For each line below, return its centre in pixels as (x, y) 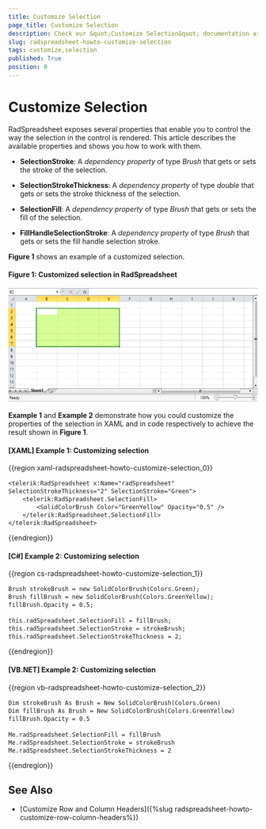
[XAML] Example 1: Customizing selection (78, 450)
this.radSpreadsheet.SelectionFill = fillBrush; (90, 621)
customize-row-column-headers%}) (79, 818)
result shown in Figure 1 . (48, 432)
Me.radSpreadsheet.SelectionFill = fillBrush (84, 735)
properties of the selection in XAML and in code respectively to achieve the (131, 424)
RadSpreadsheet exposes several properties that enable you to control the (129, 129)
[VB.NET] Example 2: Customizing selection (82, 670)
